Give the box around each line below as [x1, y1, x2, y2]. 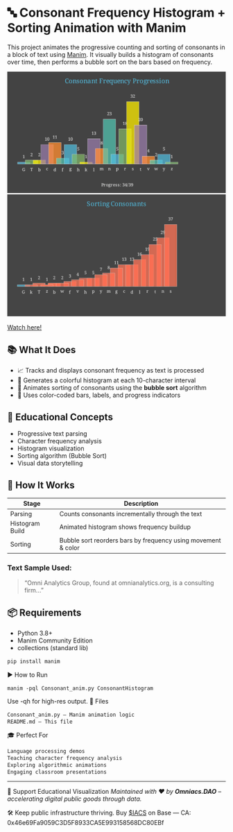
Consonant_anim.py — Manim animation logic [7, 711, 135, 718]
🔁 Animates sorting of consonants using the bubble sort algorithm [17, 384, 207, 392]
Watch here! [7, 323, 42, 331]
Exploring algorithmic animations [7, 761, 107, 768]
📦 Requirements [7, 607, 82, 619]
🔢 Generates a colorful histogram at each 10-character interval [17, 376, 196, 384]
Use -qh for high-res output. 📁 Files [7, 697, 109, 705]
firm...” [24, 586, 44, 595]
